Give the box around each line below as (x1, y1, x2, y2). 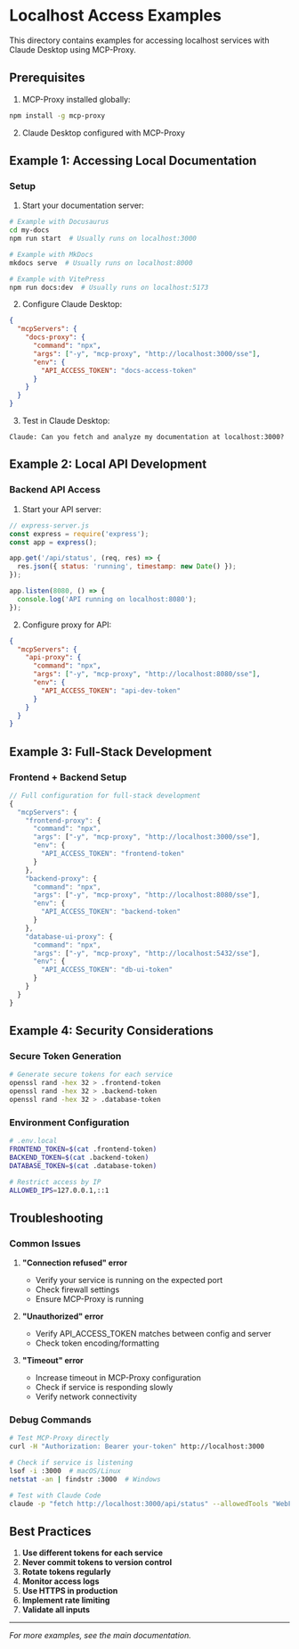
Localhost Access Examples (9, 5, 222, 26)
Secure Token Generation (9, 1050, 122, 1062)
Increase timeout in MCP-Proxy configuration (35, 1372, 202, 1383)
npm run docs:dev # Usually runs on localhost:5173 (9, 283, 209, 292)
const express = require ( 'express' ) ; (9, 529, 149, 538)
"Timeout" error (21, 1355, 85, 1366)
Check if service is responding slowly (35, 1382, 174, 1393)
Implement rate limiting (21, 1595, 110, 1606)
